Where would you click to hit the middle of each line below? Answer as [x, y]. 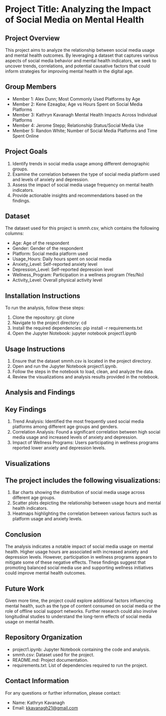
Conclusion [23, 535]
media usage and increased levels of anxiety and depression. [75, 437]
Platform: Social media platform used [50, 254]
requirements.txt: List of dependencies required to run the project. [80, 665]
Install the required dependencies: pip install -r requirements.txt [77, 328]
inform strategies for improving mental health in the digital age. [69, 71]
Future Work [25, 589]
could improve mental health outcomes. [46, 573]
